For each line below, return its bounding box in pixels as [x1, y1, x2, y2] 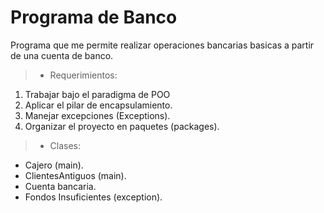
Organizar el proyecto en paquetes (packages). [24, 120, 220, 132]
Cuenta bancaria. [24, 180, 97, 192]
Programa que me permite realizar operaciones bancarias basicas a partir [10, 39, 315, 51]
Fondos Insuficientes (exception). [24, 191, 163, 203]
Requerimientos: [49, 69, 118, 81]
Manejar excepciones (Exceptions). [24, 109, 171, 121]
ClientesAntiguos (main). [24, 169, 127, 181]
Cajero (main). [24, 159, 84, 171]
